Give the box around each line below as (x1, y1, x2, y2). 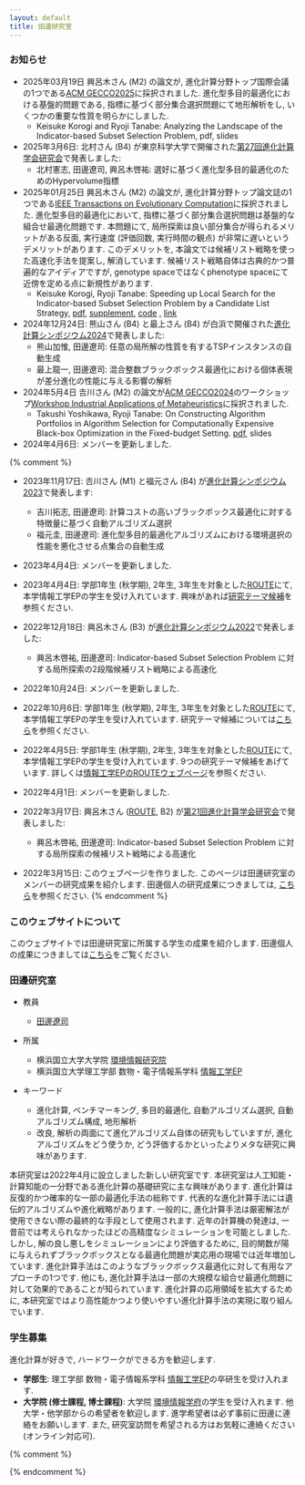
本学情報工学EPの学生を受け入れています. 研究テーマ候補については (22, 713, 277, 725)
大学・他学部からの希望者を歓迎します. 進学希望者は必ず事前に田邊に (22, 1408, 283, 1418)
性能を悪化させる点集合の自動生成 (36, 540, 165, 552)
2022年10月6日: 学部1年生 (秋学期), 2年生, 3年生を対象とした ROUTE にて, (22, 702, 296, 713)
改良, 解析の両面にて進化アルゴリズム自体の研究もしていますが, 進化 (36, 1128, 293, 1139)
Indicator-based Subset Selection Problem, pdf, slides (36, 129, 239, 141)
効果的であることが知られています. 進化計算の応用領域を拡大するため (33, 1284, 293, 1294)
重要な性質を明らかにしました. (54, 110, 169, 121)
